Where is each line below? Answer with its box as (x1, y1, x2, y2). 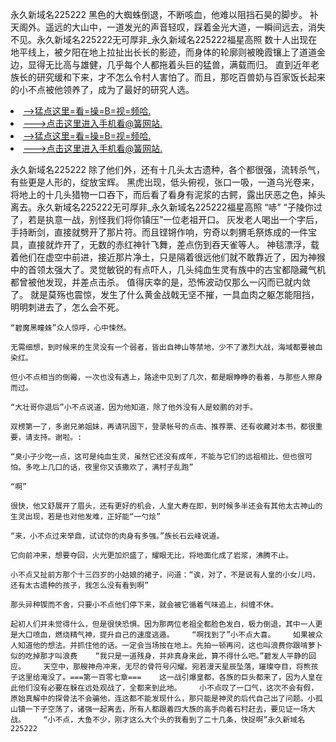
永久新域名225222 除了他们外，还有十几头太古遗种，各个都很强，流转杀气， (10, 164, 325, 175)
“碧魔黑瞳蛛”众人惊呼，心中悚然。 (10, 323, 132, 333)
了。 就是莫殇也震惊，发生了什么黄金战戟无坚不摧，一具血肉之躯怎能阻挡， (10, 289, 320, 300)
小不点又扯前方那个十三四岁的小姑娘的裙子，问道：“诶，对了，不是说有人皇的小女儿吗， (10, 570, 320, 580)
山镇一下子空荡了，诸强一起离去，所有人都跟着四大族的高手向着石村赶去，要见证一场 (10, 704, 308, 714)
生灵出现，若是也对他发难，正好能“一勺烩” (10, 512, 162, 522)
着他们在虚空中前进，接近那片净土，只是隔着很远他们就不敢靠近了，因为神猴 (10, 251, 326, 263)
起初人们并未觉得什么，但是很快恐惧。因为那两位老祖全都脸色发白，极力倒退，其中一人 (10, 619, 316, 629)
